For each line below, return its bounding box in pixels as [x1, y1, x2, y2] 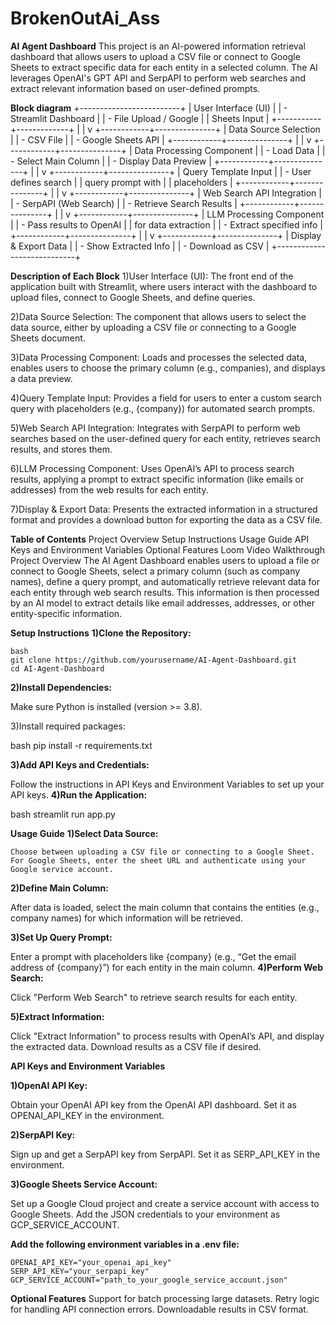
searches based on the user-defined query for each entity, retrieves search [10, 432, 321, 444]
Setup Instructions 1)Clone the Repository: [10, 627, 192, 639]
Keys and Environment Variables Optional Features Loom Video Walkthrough [10, 543, 325, 556]
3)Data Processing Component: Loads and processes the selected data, [10, 351, 308, 363]
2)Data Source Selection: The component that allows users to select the [10, 310, 307, 322]
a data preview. [10, 372, 73, 384]
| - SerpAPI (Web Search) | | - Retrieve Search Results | [10, 197, 238, 209]
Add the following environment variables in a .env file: [10, 1238, 240, 1250]
